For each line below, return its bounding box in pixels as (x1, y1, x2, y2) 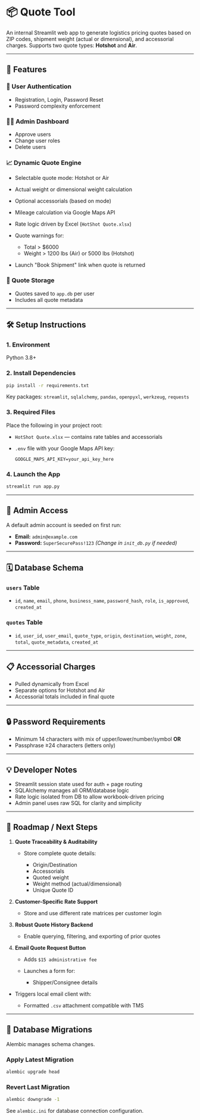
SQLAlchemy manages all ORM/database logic (14, 787, 129, 794)
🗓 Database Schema (6, 563, 84, 573)
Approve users (14, 130, 51, 138)
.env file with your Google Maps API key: (14, 445, 115, 452)
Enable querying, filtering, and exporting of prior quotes (23, 932, 161, 940)
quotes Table (6, 618, 43, 626)
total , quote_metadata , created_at (14, 638, 99, 645)
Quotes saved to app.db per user (14, 290, 95, 297)
